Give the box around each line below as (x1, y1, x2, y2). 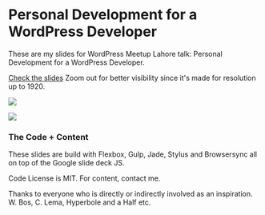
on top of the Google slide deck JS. (8, 158, 125, 168)
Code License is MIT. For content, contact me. (8, 173, 161, 183)
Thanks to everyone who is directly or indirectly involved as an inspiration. (8, 189, 254, 199)
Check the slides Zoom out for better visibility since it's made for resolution (8, 73, 256, 82)
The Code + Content (8, 131, 89, 142)
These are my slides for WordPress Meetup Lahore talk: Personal (8, 49, 223, 58)
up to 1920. (8, 82, 46, 91)
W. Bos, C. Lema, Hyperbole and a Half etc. (8, 197, 151, 207)
